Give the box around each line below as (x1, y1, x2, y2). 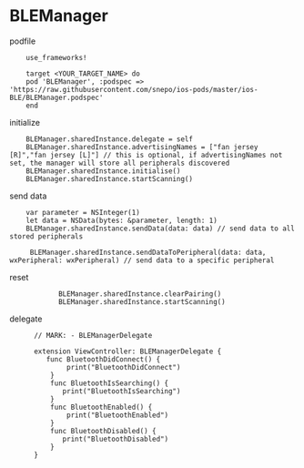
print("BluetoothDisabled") (62, 434, 169, 443)
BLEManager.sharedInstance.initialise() (25, 166, 181, 176)
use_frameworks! (25, 53, 88, 62)
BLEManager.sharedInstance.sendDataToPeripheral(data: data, (29, 248, 267, 257)
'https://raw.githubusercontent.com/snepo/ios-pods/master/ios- (9, 85, 258, 94)
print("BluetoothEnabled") (66, 411, 169, 420)
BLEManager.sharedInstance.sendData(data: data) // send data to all (25, 224, 296, 233)
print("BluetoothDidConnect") (66, 362, 181, 371)
